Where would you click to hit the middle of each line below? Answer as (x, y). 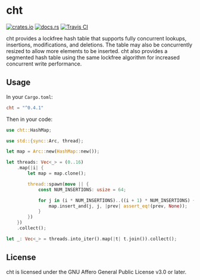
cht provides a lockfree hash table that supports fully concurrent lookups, (96, 38)
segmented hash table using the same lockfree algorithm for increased (93, 57)
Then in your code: (29, 119)
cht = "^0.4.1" (25, 108)
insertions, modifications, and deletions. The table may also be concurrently (99, 45)
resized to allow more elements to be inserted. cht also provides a (87, 51)
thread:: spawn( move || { (58, 184)
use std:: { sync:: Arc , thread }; (45, 141)
